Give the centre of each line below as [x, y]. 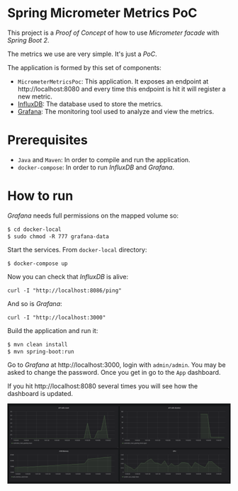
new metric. [35, 96]
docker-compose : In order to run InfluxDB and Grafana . [96, 167]
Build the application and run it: [53, 330]
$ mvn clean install [38, 344]
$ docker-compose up [38, 264]
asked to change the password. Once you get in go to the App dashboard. [114, 372]
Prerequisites [48, 140]
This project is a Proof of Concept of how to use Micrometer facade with [113, 33]
